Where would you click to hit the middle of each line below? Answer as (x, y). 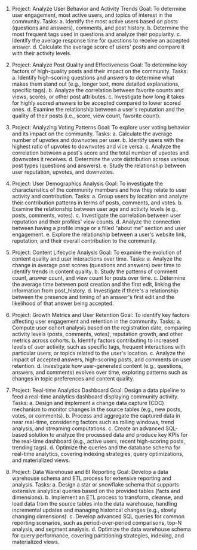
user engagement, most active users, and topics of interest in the (92, 15)
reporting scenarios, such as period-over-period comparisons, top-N (97, 523)
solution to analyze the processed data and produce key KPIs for (108, 435)
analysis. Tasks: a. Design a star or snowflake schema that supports (95, 484)
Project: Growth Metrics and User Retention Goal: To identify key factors (101, 315)
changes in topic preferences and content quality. (73, 379)
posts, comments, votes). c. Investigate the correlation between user (96, 215)
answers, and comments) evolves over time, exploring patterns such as (100, 372)
